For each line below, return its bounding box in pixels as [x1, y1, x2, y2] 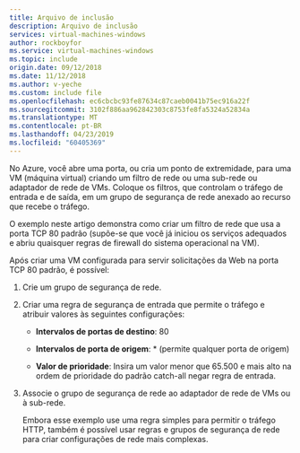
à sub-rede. [21, 396, 66, 408]
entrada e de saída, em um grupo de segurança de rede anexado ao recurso [9, 191, 291, 202]
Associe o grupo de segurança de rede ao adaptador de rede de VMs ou [21, 388, 291, 398]
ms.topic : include [9, 55, 78, 64]
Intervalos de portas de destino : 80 [35, 326, 169, 336]
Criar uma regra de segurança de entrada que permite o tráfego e [21, 299, 266, 309]
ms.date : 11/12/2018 [9, 72, 87, 81]
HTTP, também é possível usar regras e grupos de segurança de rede [21, 423, 280, 435]
